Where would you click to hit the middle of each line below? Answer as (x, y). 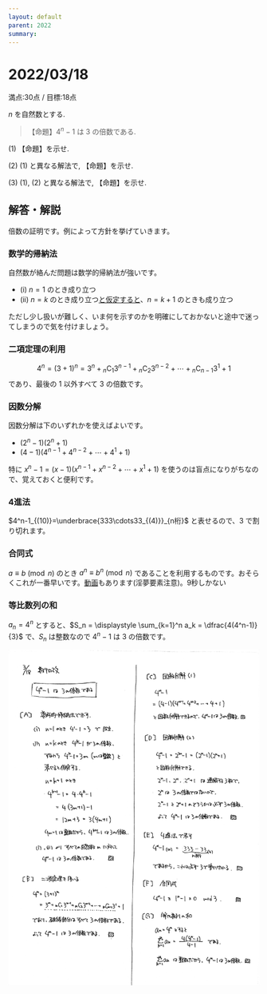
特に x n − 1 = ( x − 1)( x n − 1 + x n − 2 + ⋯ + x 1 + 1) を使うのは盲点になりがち (127, 469)
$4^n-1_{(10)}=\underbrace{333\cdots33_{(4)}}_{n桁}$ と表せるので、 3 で (130, 521)
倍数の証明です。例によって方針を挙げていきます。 (91, 231)
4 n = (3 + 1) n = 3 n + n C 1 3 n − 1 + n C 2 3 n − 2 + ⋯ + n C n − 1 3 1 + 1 (134, 368)
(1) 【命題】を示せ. (39, 149)
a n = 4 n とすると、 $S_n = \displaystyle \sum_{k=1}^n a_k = (106, 625)
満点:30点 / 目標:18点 (43, 97)
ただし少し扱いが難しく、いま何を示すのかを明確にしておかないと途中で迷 (130, 316)
